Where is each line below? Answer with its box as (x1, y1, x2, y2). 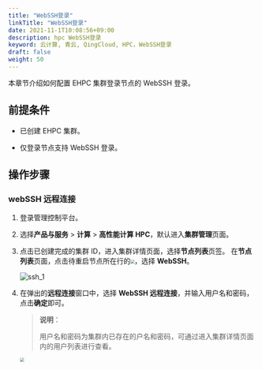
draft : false (8, 48, 51, 56)
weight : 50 (8, 56, 44, 64)
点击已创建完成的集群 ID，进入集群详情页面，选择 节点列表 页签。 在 (19, 246, 238, 256)
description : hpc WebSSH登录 (8, 33, 102, 42)
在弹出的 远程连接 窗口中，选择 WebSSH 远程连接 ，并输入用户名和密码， (19, 289, 254, 298)
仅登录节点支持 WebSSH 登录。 (19, 143, 122, 152)
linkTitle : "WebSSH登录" (8, 19, 88, 27)
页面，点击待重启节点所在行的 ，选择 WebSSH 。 (33, 256, 194, 266)
